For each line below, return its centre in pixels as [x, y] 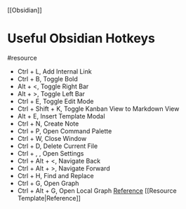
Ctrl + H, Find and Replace [56, 175]
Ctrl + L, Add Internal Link [55, 71]
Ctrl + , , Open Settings [51, 153]
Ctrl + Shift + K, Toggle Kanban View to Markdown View [98, 109]
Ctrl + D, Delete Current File [58, 146]
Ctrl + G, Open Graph [48, 183]
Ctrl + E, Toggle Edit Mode [55, 101]
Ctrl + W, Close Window [52, 138]
